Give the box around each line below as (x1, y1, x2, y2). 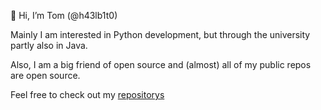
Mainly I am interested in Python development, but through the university (10, 29, 311, 40)
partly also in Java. (10, 40, 88, 51)
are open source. (10, 70, 81, 81)
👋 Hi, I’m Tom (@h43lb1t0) (10, 10, 118, 21)
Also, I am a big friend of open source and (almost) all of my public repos (10, 59, 312, 70)
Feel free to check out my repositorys (10, 89, 165, 100)
